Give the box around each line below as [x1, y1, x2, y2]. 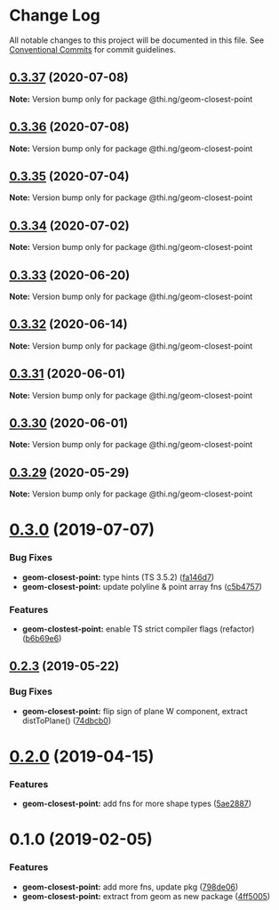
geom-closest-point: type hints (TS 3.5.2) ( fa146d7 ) [21, 571, 215, 583]
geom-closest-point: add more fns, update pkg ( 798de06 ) [21, 882, 239, 892]
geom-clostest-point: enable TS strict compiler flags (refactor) [21, 624, 255, 634]
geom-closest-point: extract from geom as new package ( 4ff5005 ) [21, 890, 271, 901]
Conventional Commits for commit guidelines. [9, 44, 176, 54]
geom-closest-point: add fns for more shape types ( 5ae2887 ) [21, 798, 251, 809]
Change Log [9, 5, 100, 26]
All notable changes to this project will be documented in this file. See [9, 35, 265, 45]
